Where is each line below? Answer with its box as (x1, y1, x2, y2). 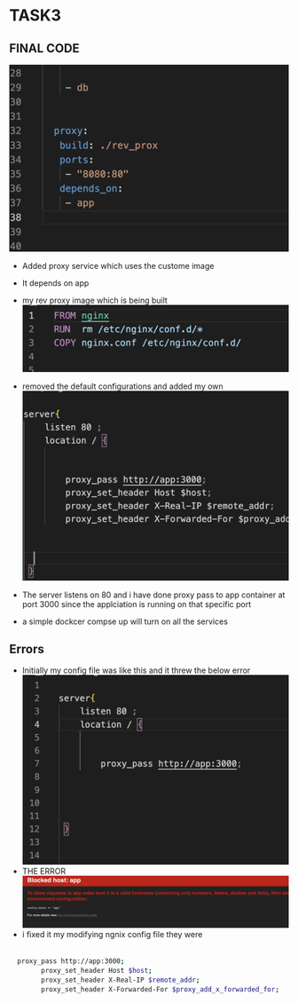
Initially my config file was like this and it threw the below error (21, 665, 251, 675)
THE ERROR (21, 865, 67, 876)
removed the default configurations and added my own (21, 381, 223, 391)
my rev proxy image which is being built (21, 295, 169, 305)
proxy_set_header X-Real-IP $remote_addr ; (41, 975, 200, 985)
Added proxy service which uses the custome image (21, 260, 215, 271)
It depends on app (21, 277, 90, 288)
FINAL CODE (9, 41, 80, 56)
